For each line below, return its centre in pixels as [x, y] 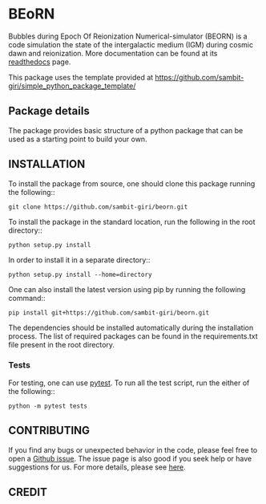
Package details [49, 111]
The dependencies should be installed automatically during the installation [131, 327]
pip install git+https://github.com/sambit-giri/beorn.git [109, 313]
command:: [27, 298]
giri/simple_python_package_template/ [72, 86]
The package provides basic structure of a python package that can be [126, 130]
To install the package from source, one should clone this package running [132, 183]
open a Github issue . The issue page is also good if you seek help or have [130, 458]
